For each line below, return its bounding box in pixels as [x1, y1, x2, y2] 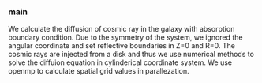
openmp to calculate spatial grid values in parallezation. [8, 66, 189, 76]
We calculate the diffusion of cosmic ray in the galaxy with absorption [8, 25, 235, 34]
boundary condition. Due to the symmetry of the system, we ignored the [8, 32, 243, 42]
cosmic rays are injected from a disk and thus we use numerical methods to [8, 50, 255, 59]
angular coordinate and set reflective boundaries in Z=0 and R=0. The [8, 41, 235, 51]
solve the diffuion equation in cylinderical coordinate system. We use [8, 58, 233, 67]
